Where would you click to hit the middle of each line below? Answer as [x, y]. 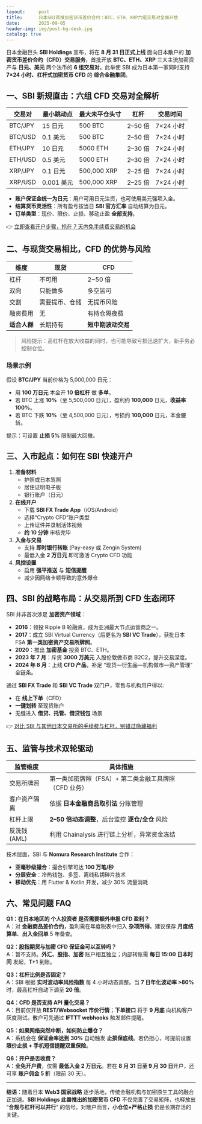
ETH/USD [23, 159]
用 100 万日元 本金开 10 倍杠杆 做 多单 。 [64, 392]
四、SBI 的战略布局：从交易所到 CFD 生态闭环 [91, 599]
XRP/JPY [22, 171]
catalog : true [24, 34]
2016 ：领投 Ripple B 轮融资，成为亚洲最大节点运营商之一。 [88, 627]
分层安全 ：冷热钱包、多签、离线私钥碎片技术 [70, 875]
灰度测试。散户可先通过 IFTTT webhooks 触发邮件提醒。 [77, 1018]
